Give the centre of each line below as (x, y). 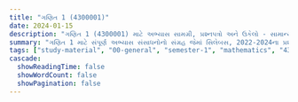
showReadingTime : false (61, 67)
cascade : (25, 59)
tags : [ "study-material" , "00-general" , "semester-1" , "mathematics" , (142, 51)
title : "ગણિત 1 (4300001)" (59, 17)
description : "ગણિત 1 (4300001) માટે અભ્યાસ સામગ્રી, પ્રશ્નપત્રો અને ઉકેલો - (138, 34)
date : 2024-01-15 (41, 26)
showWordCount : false (57, 75)
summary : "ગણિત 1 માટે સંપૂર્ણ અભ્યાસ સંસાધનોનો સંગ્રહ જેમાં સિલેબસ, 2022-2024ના (144, 42)
